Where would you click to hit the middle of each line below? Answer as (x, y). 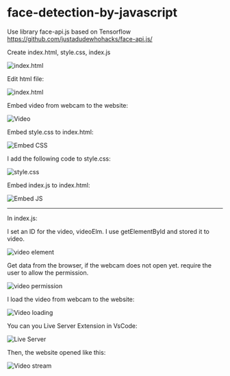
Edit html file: (26, 79)
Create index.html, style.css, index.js (59, 52)
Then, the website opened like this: (56, 352)
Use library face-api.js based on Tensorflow (69, 32)
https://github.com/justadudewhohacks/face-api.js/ (80, 38)
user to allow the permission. (48, 272)
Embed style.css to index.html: (50, 132)
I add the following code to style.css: (59, 158)
